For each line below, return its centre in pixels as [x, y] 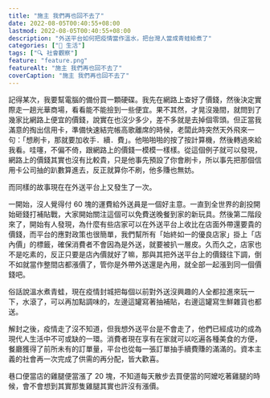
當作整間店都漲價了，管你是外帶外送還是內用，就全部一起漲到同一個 [142, 264]
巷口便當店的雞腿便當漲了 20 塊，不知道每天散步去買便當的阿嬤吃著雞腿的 [131, 375]
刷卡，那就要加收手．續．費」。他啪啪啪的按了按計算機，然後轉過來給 [147, 140]
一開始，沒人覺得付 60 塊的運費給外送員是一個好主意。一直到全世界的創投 [131, 204]
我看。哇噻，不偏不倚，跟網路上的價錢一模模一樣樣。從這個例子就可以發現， [135, 150]
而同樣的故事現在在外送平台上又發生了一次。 [82, 187]
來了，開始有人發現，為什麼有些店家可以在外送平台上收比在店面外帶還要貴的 [135, 224]
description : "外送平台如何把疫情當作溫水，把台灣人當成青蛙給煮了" [110, 38]
